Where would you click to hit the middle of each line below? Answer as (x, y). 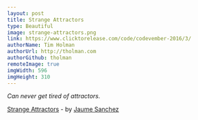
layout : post (26, 13)
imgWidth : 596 (27, 70)
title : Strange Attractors (46, 20)
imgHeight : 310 (29, 77)
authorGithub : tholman (39, 58)
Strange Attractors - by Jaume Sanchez (63, 109)
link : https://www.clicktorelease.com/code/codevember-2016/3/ (99, 39)
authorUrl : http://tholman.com (52, 52)
